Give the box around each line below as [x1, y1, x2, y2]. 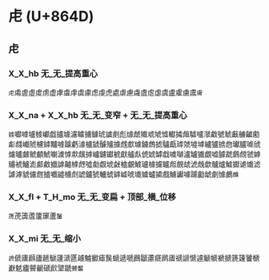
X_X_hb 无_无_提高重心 [8, 67, 98, 79]
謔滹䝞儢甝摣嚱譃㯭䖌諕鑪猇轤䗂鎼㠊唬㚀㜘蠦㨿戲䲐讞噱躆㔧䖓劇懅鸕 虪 [8, 169, 239, 179]
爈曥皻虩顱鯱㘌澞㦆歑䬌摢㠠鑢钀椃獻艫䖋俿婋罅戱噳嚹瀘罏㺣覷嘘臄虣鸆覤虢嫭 [8, 149, 261, 159]
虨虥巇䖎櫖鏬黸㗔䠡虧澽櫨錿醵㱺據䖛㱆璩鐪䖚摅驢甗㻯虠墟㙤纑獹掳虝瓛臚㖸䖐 [8, 140, 261, 149]
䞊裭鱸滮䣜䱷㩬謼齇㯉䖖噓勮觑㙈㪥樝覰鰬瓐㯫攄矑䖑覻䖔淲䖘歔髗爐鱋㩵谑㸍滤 [8, 160, 261, 169]
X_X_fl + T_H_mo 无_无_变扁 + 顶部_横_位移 [8, 192, 176, 203]
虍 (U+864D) [8, 7, 94, 26]
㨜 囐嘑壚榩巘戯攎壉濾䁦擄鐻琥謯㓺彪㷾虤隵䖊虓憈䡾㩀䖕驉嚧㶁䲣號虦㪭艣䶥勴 [8, 129, 260, 139]
